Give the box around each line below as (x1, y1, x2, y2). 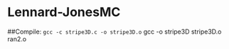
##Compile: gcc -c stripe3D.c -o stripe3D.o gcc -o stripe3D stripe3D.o (7, 27, 222, 36)
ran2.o (7, 34, 27, 43)
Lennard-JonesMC (7, 4, 121, 20)
